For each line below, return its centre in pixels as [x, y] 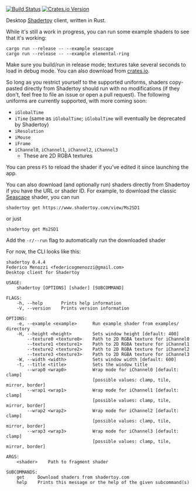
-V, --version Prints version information [73, 308]
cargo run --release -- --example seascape [60, 49]
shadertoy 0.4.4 [26, 262]
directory [18, 329]
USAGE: [14, 283]
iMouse [23, 138]
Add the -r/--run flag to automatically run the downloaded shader [86, 240]
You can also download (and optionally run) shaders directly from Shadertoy [98, 185]
